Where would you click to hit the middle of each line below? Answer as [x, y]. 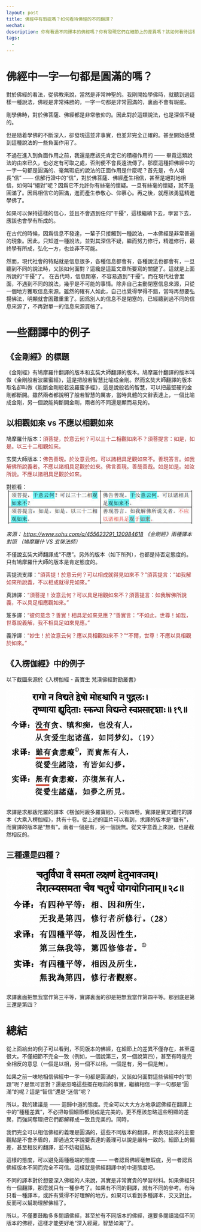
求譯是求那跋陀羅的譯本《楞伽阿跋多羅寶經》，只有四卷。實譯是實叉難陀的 [97, 812]
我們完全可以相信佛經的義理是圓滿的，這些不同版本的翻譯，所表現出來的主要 [100, 1132]
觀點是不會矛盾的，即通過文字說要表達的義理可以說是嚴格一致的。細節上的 [98, 1140]
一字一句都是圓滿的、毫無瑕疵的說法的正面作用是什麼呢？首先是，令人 [93, 170]
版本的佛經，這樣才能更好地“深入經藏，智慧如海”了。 [71, 1223]
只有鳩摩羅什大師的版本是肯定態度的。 [53, 562]
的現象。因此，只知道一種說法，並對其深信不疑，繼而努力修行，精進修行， [98, 241]
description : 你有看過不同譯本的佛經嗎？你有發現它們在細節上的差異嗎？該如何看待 [97, 32]
